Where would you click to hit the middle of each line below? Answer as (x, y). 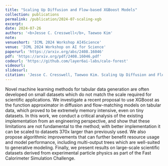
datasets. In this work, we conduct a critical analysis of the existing (74, 115)
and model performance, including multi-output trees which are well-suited (82, 142)
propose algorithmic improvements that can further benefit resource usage (82, 137)
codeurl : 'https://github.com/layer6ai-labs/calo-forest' (67, 61)
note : (11, 38)
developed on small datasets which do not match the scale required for (78, 94)
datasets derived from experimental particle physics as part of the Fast (78, 152)
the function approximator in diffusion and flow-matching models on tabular (83, 105)
